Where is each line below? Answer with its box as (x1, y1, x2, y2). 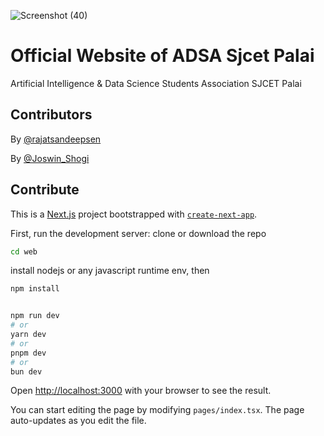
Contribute (10, 181, 80, 199)
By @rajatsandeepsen (10, 133, 102, 145)
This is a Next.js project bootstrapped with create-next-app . (10, 208, 258, 220)
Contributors (10, 106, 93, 124)
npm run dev (10, 311, 60, 321)
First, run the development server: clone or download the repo (10, 227, 267, 239)
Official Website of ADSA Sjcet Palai (10, 45, 315, 67)
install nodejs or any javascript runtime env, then (10, 265, 210, 277)
